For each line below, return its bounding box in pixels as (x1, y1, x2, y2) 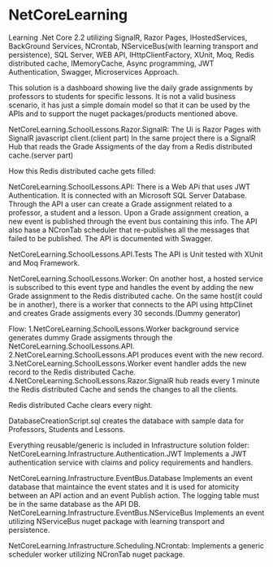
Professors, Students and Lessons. (8, 424, 126, 434)
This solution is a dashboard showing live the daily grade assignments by (8, 83, 253, 93)
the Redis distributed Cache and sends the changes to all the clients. (8, 384, 238, 394)
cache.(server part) (8, 150, 74, 160)
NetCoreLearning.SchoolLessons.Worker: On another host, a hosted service (8, 274, 264, 283)
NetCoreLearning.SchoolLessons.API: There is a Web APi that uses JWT (8, 181, 250, 192)
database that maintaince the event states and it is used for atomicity (8, 482, 240, 491)
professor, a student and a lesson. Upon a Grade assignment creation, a (8, 207, 249, 217)
